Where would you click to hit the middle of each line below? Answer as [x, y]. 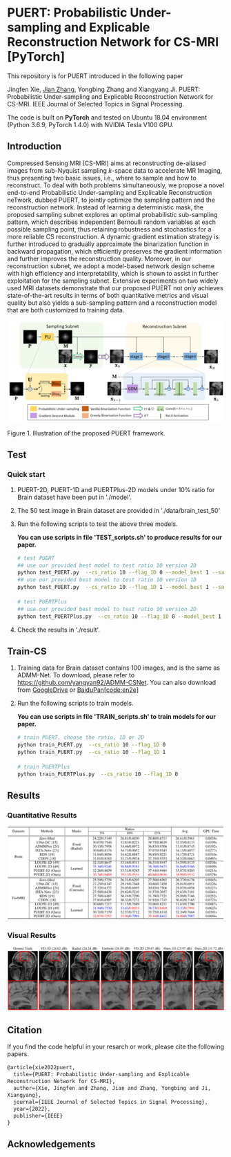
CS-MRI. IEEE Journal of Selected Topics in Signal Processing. [96, 104]
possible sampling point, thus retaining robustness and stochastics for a [109, 229]
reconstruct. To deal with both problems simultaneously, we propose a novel [116, 185]
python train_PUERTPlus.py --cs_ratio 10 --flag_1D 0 [98, 774]
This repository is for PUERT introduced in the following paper [96, 76]
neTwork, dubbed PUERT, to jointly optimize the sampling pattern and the [111, 200]
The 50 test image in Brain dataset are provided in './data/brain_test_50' [119, 510]
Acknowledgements [51, 1144]
